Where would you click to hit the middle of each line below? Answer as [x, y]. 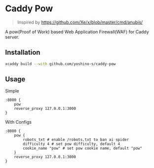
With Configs [19, 122]
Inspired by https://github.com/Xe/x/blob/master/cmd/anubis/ [80, 22]
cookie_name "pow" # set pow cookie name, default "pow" [82, 148]
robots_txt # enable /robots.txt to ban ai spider [76, 140]
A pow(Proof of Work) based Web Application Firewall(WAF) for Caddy [77, 32]
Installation [23, 52]
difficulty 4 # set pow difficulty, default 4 [72, 144]
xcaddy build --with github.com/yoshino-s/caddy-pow [60, 64]
